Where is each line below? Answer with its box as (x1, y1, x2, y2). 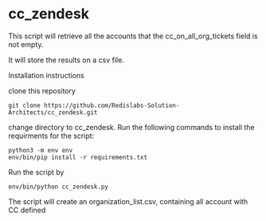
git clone (8, 101, 41, 109)
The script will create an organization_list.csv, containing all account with (8, 196, 248, 206)
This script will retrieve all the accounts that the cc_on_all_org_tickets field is (8, 31, 258, 41)
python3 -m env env (8, 146, 73, 154)
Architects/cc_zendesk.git (8, 109, 98, 116)
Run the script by (8, 167, 65, 176)
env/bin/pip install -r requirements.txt (8, 153, 148, 161)
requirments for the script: (8, 131, 95, 140)
